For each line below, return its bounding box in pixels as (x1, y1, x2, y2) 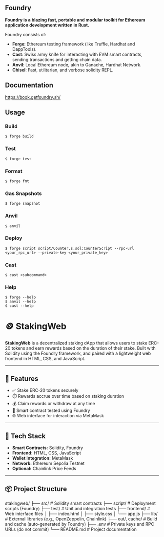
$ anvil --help (5, 299, 36, 304)
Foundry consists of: (5, 31, 46, 37)
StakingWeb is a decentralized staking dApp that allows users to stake (5, 340, 147, 346)
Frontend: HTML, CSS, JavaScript (12, 450, 82, 456)
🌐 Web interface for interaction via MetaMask (12, 413, 104, 419)
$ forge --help (5, 295, 36, 300)
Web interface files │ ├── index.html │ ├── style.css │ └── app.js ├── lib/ (5, 511, 158, 516)
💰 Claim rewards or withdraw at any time (12, 401, 95, 407)
